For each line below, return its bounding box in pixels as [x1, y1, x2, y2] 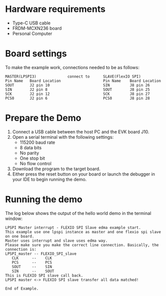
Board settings [5, 48, 67, 59]
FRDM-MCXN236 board [12, 25, 62, 31]
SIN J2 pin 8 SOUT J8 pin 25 [5, 87, 150, 92]
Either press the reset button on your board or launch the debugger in [12, 171, 155, 177]
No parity [19, 150, 39, 156]
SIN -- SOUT [11, 269, 55, 274]
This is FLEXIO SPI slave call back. [5, 273, 83, 278]
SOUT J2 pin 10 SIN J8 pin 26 [5, 83, 150, 88]
